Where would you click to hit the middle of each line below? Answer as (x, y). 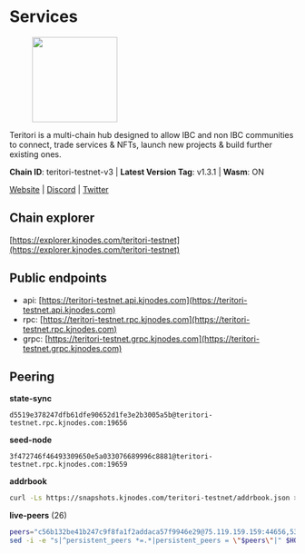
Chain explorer (52, 218)
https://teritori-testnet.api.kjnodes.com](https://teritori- (144, 300)
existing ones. (35, 154)
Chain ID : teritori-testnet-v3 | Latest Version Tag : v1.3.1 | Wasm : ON (137, 172)
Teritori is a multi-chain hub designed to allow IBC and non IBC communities (152, 134)
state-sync (31, 399)
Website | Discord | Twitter (59, 189)
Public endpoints (58, 278)
